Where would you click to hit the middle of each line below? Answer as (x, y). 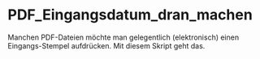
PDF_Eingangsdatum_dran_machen (130, 15)
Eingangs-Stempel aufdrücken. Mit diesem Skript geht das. (106, 45)
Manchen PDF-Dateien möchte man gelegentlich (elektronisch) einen (123, 37)
